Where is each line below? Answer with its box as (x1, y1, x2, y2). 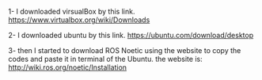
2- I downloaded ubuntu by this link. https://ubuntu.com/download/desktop (8, 31, 254, 40)
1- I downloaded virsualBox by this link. (8, 7, 135, 16)
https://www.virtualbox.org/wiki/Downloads (8, 15, 150, 25)
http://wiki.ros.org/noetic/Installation (8, 63, 127, 72)
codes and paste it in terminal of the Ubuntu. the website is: (8, 55, 203, 63)
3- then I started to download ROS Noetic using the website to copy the (8, 46, 241, 55)
